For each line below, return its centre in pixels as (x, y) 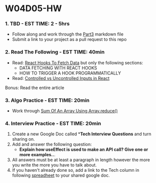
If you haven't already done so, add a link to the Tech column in (76, 170)
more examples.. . (37, 155)
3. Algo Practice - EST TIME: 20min (47, 100)
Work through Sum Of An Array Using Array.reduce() (65, 111)
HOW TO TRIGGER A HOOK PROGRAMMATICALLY (70, 73)
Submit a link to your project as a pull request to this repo (69, 39)
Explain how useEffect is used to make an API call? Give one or (84, 149)
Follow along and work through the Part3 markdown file (68, 34)
